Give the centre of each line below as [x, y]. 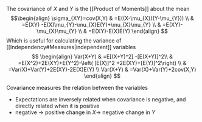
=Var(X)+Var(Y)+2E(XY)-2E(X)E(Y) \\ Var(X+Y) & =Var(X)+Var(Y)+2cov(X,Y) [102, 69]
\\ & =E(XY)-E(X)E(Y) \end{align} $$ [123, 31]
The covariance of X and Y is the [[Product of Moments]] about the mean [98, 9]
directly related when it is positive [57, 106]
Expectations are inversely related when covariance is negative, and [100, 99]
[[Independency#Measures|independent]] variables [71, 47]
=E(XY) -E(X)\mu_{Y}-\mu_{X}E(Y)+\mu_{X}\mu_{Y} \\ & [91, 25]
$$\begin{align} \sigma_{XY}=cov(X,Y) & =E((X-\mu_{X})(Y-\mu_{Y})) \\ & [102, 18]
